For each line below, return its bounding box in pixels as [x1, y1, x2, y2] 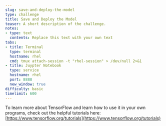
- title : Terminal [5, 44, 43, 49]
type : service [9, 68, 39, 73]
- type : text [5, 30, 32, 35]
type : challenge [5, 12, 39, 17]
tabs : [5, 40, 16, 45]
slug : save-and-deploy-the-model [5, 7, 75, 12]
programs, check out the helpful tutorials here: [5, 110, 101, 116]
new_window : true [9, 81, 46, 86]
